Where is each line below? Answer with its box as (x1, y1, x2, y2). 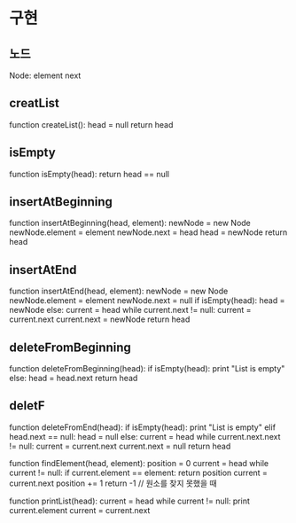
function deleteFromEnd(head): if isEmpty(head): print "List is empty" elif (9, 422, 277, 433)
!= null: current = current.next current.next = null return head (9, 441, 231, 451)
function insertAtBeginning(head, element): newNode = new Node (9, 218, 251, 229)
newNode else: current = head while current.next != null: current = (9, 305, 252, 316)
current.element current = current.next (9, 504, 151, 515)
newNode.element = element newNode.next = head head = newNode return (9, 227, 288, 238)
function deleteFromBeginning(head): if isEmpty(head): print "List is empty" (9, 363, 285, 374)
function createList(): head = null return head (9, 119, 174, 129)
